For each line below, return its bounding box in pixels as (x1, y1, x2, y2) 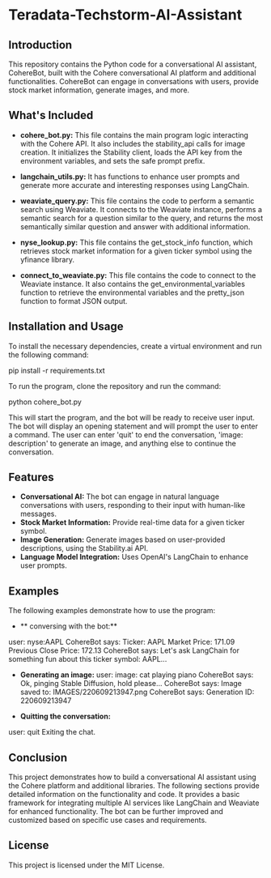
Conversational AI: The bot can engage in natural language (19, 492, 220, 501)
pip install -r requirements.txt (8, 365, 105, 375)
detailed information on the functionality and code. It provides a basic (8, 790, 240, 799)
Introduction (8, 38, 73, 52)
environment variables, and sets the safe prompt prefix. (19, 156, 205, 165)
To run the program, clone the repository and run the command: (8, 381, 222, 390)
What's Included (8, 109, 94, 122)
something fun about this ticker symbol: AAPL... (8, 654, 167, 664)
